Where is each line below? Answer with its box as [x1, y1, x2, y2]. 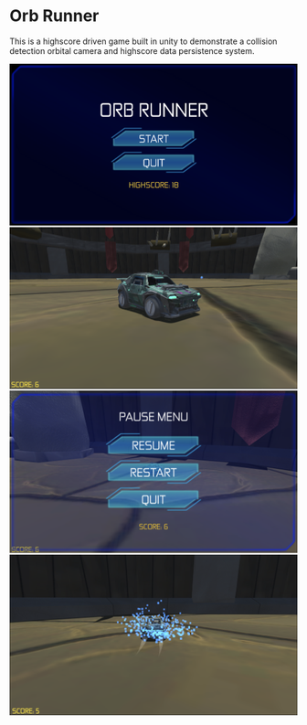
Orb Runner [9, 5, 100, 27]
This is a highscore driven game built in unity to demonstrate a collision [9, 36, 278, 47]
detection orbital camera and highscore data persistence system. [9, 45, 255, 56]
